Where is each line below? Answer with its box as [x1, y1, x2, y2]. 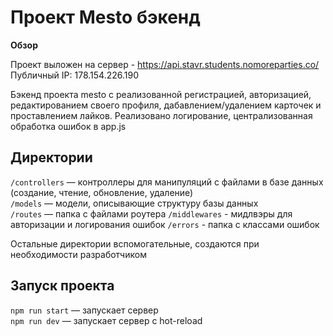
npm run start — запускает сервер [10, 304, 159, 316]
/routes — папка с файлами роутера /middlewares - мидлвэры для [10, 207, 293, 220]
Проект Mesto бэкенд [10, 6, 201, 29]
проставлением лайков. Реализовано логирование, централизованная [10, 109, 313, 121]
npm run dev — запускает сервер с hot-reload [10, 314, 203, 326]
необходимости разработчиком [10, 248, 147, 260]
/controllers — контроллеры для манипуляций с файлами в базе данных [10, 176, 324, 188]
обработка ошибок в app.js [10, 120, 127, 132]
